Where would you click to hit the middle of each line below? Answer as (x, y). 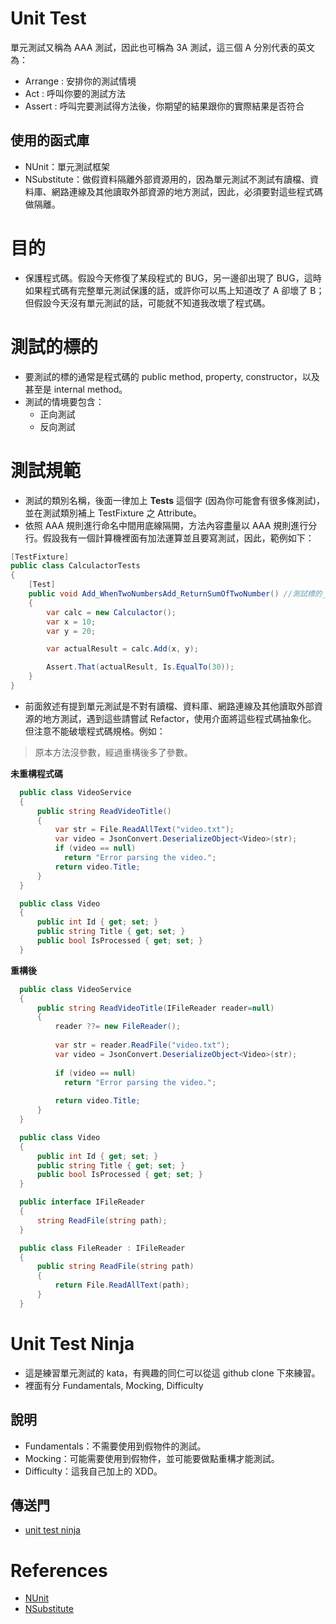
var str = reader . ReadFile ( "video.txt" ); (142, 1045)
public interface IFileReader (82, 1202)
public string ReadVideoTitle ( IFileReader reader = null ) (155, 1008)
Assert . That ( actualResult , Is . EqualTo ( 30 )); (140, 667)
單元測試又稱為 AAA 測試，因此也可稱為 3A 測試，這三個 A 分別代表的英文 (162, 47)
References (59, 1570)
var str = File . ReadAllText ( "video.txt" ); (144, 830)
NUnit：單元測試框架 (67, 166)
